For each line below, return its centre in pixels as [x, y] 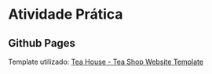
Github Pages [42, 43]
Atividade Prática [66, 14]
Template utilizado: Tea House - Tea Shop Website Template [106, 62]
